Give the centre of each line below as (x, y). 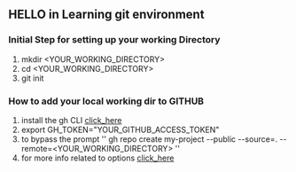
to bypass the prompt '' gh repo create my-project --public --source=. (149, 139)
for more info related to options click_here (97, 158)
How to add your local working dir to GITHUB (106, 101)
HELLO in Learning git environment (106, 15)
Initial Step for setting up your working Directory (114, 40)
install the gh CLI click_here (71, 120)
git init (32, 78)
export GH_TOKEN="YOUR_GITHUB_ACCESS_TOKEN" (120, 129)
